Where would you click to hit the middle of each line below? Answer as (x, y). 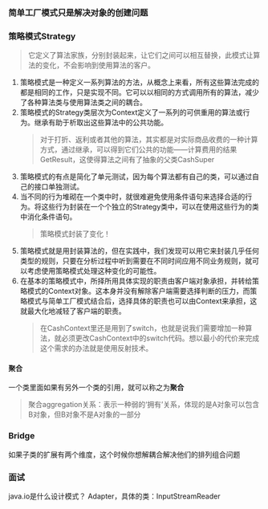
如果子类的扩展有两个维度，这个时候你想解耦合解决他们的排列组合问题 (124, 454)
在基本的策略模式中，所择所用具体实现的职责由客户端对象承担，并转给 (136, 281)
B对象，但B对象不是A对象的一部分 (84, 414)
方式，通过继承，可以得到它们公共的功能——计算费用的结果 (138, 149)
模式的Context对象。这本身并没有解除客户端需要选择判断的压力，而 (138, 291)
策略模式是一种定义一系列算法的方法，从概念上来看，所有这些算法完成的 (139, 83)
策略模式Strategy (42, 36)
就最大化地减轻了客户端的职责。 (73, 312)
